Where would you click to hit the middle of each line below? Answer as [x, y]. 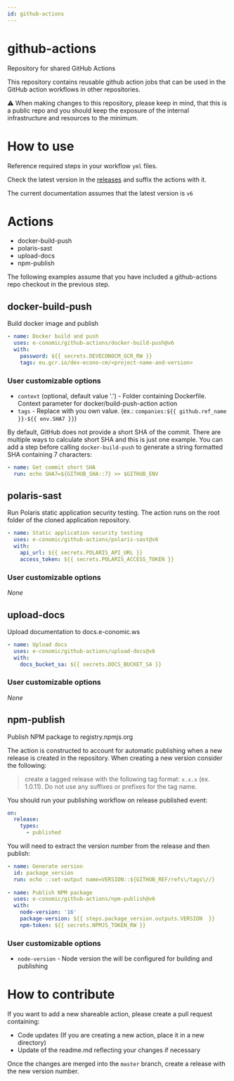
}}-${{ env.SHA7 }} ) [47, 418]
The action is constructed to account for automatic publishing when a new [115, 750]
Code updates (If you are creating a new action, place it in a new [111, 1035]
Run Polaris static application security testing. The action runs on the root [113, 513]
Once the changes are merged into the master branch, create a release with [117, 1064]
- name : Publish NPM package [50, 892]
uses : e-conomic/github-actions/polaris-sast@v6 [86, 540]
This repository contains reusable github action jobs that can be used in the [117, 82]
